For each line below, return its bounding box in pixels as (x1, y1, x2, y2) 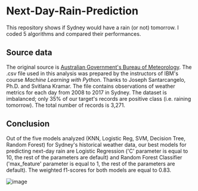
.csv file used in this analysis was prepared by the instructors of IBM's (6, 70, 179, 77)
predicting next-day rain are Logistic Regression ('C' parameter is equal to (6, 147, 188, 155)
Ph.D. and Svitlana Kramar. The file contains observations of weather (6, 82, 175, 90)
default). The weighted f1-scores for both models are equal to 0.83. (6, 166, 172, 174)
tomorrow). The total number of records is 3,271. (6, 101, 125, 109)
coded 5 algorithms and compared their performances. (6, 30, 141, 37)
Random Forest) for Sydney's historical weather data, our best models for (6, 141, 187, 148)
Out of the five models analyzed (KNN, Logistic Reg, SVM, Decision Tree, (6, 134, 186, 141)
